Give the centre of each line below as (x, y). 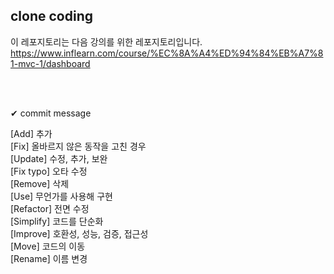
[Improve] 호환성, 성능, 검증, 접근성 (79, 233)
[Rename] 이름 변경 (49, 258)
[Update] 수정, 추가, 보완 (59, 158)
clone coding (51, 16)
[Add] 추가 (31, 133)
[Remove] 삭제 (40, 183)
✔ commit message (51, 113)
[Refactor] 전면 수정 (50, 208)
